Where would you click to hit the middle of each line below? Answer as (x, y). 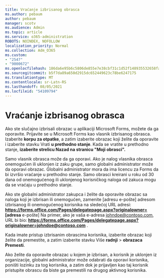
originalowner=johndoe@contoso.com (45, 225)
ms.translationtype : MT (29, 78)
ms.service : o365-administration (39, 37)
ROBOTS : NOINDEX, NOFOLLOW (32, 41)
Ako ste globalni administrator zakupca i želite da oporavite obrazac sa (76, 194)
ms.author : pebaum (24, 14)
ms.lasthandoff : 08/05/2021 (34, 87)
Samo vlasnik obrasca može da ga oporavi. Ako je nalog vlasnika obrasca (79, 159)
